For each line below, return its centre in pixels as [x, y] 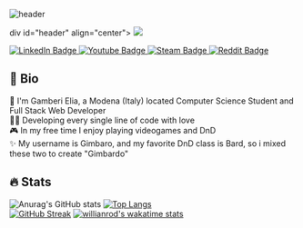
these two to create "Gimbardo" [69, 154]
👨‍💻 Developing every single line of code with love [102, 120]
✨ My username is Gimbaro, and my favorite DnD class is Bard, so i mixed [148, 143]
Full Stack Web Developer [58, 110]
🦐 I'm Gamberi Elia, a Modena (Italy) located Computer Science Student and [151, 101]
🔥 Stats [30, 182]
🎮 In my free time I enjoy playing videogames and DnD [113, 130]
